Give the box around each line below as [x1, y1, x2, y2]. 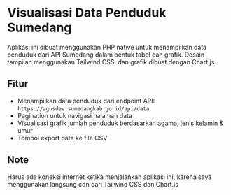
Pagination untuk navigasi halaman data [17, 111, 133, 120]
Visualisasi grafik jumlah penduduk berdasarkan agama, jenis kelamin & [17, 119, 224, 127]
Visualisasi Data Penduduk [7, 5, 167, 21]
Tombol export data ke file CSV [17, 133, 108, 142]
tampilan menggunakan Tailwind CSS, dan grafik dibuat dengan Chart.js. [7, 57, 217, 66]
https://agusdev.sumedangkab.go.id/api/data [17, 105, 150, 113]
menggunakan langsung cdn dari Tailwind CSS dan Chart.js [7, 180, 178, 188]
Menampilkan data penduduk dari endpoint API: [17, 96, 155, 105]
